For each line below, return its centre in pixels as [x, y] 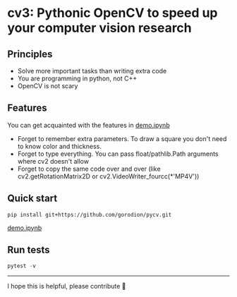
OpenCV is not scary [48, 86]
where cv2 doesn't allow [53, 161]
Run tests [29, 250]
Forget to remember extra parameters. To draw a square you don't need [122, 138]
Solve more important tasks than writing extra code [92, 71]
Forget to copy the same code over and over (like [89, 169]
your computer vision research [99, 28]
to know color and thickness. [60, 146]
